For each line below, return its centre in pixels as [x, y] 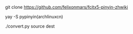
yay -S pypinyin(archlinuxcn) [34, 17]
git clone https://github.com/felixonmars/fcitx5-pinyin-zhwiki [67, 7]
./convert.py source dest [30, 26]
